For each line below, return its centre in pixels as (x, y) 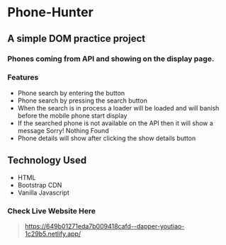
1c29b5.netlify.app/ (53, 234)
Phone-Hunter (50, 12)
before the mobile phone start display (72, 115)
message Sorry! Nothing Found (63, 130)
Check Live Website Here (52, 211)
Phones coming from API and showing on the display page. (111, 59)
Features (23, 77)
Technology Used (47, 160)
